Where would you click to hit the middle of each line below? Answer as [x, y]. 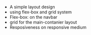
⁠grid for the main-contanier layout [43, 22]
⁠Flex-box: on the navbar [33, 17]
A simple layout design [32, 7]
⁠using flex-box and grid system [41, 12]
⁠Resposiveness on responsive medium [48, 27]
